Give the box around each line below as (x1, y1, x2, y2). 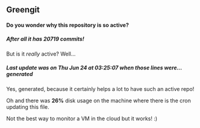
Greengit (6, 5, 40, 15)
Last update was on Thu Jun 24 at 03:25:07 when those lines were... (6, 64, 183, 71)
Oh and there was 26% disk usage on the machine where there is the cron (6, 97, 191, 104)
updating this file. (6, 103, 49, 110)
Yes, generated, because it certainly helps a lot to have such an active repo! (6, 85, 195, 92)
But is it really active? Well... (6, 50, 76, 57)
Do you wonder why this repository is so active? (6, 21, 130, 29)
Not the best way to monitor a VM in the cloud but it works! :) (6, 115, 158, 122)
